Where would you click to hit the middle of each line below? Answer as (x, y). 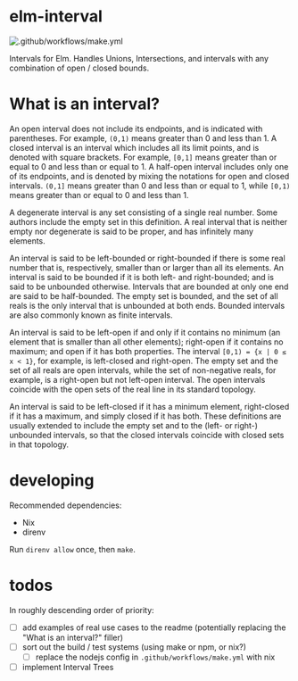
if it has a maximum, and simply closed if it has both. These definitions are (145, 416)
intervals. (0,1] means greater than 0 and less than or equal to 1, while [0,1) (150, 186)
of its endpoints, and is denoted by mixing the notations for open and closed (149, 176)
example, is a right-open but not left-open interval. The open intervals (137, 379)
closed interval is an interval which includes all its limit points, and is (134, 147)
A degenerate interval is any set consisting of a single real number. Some (144, 212)
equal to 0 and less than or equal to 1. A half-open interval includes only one (149, 166)
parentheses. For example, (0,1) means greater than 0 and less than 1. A (143, 138)
